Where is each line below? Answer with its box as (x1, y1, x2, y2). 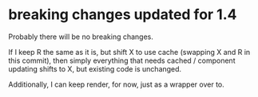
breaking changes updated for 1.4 (8, 6, 237, 24)
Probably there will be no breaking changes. (8, 32, 154, 41)
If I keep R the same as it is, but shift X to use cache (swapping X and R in (8, 47, 251, 56)
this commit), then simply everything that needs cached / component (8, 56, 236, 65)
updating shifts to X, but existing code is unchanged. (8, 64, 182, 73)
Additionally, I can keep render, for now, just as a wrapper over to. (8, 80, 225, 89)
